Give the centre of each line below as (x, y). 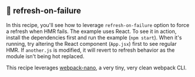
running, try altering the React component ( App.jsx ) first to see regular (92, 43)
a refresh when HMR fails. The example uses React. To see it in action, (91, 31)
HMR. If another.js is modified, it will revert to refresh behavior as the (90, 50)
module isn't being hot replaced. (45, 56)
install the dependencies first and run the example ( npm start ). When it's (94, 37)
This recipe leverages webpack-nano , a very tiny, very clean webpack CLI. (96, 68)
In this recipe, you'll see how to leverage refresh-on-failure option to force (98, 25)
